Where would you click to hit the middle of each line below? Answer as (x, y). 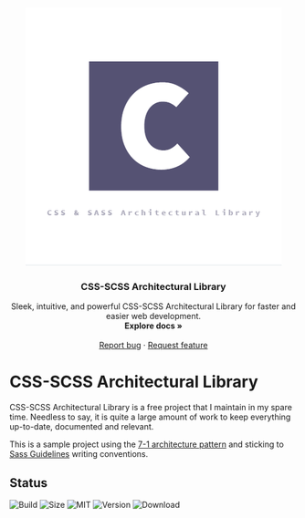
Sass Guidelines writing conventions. (79, 454)
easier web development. (153, 316)
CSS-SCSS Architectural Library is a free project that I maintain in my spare (151, 408)
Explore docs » (153, 326)
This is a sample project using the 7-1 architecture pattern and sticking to (147, 444)
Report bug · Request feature (153, 346)
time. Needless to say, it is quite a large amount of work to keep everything (150, 417)
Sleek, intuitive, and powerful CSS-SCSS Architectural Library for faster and (153, 306)
